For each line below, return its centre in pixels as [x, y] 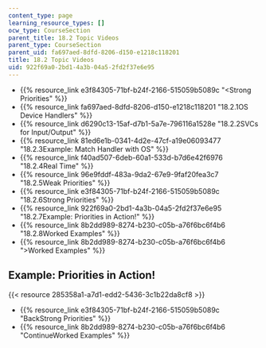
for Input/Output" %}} [55, 132]
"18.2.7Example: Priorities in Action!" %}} [87, 216]
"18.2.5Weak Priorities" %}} [65, 183]
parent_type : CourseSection [55, 45]
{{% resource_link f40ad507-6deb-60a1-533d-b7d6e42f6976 [121, 157]
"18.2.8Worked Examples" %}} [70, 233]
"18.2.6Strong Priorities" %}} [66, 199]
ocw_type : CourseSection [49, 30]
